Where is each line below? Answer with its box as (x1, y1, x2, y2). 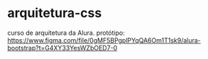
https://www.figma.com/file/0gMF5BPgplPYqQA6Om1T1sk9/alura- (7, 36, 201, 44)
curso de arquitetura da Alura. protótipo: (7, 28, 126, 37)
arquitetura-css (7, 5, 102, 21)
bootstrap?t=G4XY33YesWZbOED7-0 (7, 43, 118, 52)
